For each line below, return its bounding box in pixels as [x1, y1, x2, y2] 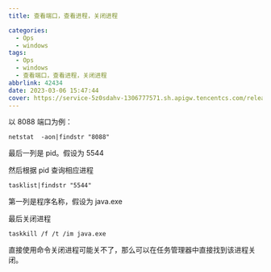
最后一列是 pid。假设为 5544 [8, 149, 105, 158]
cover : [8, 94, 31, 102]
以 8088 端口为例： [8, 117, 73, 127]
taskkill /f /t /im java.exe [8, 230, 106, 238]
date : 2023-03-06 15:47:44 [8, 86, 99, 94]
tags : [8, 49, 27, 57]
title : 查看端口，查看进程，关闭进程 [8, 11, 119, 20]
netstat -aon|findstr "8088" [8, 133, 110, 141]
